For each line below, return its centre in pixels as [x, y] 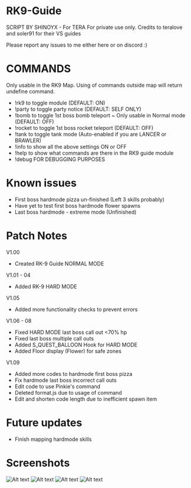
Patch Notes [37, 236]
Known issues [41, 183]
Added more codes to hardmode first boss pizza [73, 374]
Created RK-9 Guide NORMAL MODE [59, 263]
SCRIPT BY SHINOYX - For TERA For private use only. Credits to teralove [94, 27]
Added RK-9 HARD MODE [46, 286]
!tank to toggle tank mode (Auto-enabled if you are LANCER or [90, 134]
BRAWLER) [28, 140]
